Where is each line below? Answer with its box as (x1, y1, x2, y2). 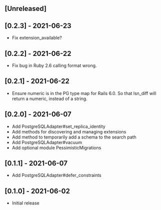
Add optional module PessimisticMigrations (11, 144, 101, 150)
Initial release (11, 200, 39, 206)
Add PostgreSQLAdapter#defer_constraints (11, 172, 102, 178)
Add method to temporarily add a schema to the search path (11, 134, 137, 140)
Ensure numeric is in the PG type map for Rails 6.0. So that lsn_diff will (11, 90, 156, 96)
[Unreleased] (4, 4, 47, 13)
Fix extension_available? (11, 35, 62, 41)
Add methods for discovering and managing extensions (11, 128, 126, 134)
